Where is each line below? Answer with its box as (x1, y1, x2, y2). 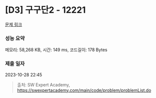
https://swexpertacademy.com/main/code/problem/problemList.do (17, 87, 152, 93)
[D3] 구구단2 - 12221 (5, 4, 86, 16)
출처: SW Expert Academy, (17, 81, 70, 88)
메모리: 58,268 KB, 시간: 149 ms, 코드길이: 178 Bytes (5, 47, 108, 53)
